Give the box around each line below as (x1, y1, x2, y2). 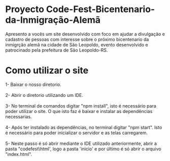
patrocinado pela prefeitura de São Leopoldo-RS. (5, 47, 108, 53)
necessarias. (5, 114, 32, 120)
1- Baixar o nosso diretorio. (5, 81, 62, 87)
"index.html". (5, 151, 32, 157)
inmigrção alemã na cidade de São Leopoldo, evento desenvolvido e (5, 41, 148, 47)
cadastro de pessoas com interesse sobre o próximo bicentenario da (5, 36, 149, 42)
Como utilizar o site (5, 65, 89, 76)
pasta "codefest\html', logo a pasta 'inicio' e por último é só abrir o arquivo (5, 145, 161, 152)
